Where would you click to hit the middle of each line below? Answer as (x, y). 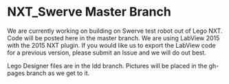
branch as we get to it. (58, 73)
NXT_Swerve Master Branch (89, 12)
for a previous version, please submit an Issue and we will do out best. (107, 53)
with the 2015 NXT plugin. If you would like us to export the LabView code (111, 45)
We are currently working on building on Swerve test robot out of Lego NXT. (115, 31)
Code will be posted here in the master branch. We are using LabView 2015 (113, 38)
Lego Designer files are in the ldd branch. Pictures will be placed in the (107, 66)
